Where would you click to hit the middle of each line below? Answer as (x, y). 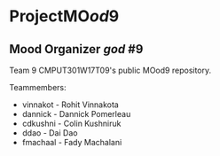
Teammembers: (38, 87)
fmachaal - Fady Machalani (72, 142)
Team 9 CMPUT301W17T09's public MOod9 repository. (110, 70)
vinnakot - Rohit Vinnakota (71, 105)
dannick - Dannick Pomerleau (76, 114)
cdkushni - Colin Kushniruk (71, 123)
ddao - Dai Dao (50, 133)
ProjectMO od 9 (64, 16)
